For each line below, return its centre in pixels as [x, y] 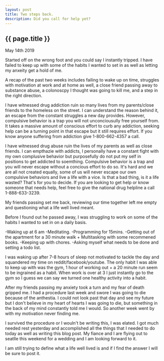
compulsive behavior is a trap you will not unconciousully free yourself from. [82, 121]
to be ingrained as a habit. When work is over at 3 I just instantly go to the [79, 273]
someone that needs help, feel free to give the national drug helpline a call [80, 188]
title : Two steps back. [29, 14]
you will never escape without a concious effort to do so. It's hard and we [79, 167]
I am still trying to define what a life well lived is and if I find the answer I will [82, 348]
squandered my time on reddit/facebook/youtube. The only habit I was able [81, 262]
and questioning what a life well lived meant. [50, 208]
